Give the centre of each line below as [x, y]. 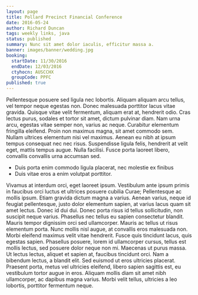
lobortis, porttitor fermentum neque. [50, 286]
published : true [26, 83]
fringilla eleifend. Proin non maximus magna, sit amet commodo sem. [90, 131]
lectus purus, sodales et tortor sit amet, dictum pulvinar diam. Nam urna [93, 118]
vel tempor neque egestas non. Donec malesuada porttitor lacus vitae [91, 106]
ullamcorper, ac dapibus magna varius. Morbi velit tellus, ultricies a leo [92, 279]
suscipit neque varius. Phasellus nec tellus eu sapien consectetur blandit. [95, 217]
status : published [29, 39]
